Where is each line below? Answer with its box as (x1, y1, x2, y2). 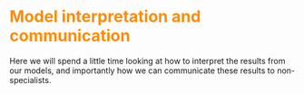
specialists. (9, 74, 52, 85)
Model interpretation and (9, 6, 201, 27)
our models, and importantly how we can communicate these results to (9, 65, 275, 76)
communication (9, 25, 131, 46)
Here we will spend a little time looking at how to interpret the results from (9, 55, 286, 66)
